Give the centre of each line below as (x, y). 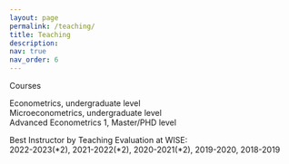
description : (34, 43)
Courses (25, 86)
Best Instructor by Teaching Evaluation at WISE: (99, 140)
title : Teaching (40, 34)
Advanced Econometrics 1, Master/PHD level (93, 122)
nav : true (28, 52)
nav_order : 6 (34, 60)
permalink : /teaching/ (52, 26)
